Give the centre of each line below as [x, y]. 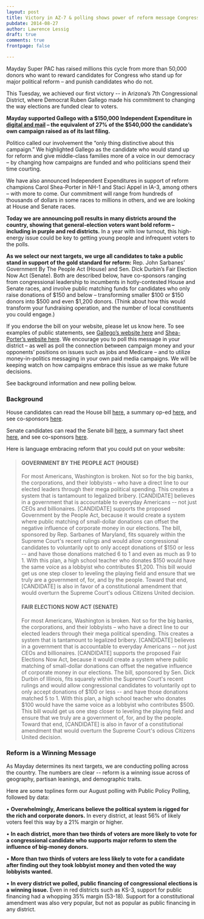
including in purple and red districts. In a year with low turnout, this [92, 231]
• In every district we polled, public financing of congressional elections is [102, 883]
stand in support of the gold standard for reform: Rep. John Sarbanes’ [96, 262]
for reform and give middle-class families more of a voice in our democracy [101, 155]
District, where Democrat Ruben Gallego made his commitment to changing [101, 100]
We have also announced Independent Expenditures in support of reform [97, 180]
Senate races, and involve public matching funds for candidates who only [98, 288]
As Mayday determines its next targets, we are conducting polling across [97, 766]
